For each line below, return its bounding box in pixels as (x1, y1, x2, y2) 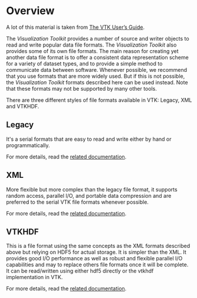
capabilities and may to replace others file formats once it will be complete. (6, 261, 189, 269)
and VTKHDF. (6, 102, 40, 110)
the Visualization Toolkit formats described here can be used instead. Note (6, 78, 188, 86)
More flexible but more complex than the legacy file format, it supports (6, 186, 178, 193)
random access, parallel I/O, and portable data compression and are (6, 192, 172, 199)
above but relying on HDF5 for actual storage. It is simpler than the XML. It (6, 249, 187, 256)
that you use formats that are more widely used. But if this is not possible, (6, 72, 185, 80)
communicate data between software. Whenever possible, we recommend (6, 66, 188, 73)
